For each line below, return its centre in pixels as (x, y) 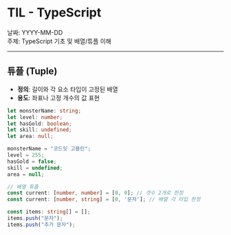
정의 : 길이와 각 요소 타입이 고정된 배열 (67, 89)
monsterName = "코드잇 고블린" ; (49, 149)
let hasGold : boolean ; (40, 124)
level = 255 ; (26, 155)
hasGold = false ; (32, 161)
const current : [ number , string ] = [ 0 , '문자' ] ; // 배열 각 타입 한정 (104, 200)
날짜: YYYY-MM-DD (35, 32)
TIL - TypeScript (54, 13)
